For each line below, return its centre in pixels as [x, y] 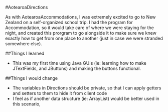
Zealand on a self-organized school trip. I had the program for [69, 22]
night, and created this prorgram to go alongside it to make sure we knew [81, 33]
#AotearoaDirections [27, 7]
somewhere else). [24, 44]
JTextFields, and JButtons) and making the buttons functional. [77, 68]
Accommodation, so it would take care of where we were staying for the [80, 28]
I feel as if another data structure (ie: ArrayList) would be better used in [86, 98]
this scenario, [27, 104]
